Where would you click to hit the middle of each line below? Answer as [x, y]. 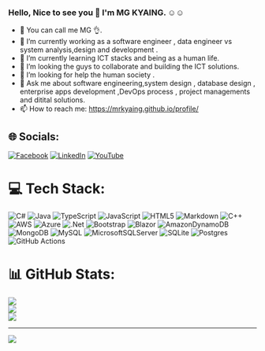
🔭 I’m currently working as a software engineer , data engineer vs [126, 42]
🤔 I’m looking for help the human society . [87, 75]
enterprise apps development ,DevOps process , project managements [135, 92]
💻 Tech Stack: [57, 189]
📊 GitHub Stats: [62, 274]
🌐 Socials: [34, 137]
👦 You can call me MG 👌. [61, 30]
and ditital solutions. [52, 100]
